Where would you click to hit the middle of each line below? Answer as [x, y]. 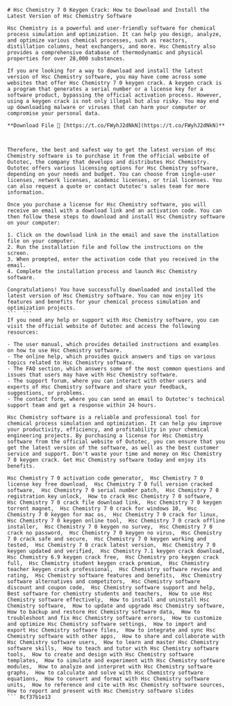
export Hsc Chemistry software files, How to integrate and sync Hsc [111, 630]
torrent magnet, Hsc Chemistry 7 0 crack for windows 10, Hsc [102, 509]
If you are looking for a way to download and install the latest [105, 71]
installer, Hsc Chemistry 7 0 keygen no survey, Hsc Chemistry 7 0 [110, 527]
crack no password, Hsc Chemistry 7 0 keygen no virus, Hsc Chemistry [115, 533]
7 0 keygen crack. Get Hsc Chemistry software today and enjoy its [107, 460]
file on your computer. [42, 241]
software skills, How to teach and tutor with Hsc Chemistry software [113, 648]
